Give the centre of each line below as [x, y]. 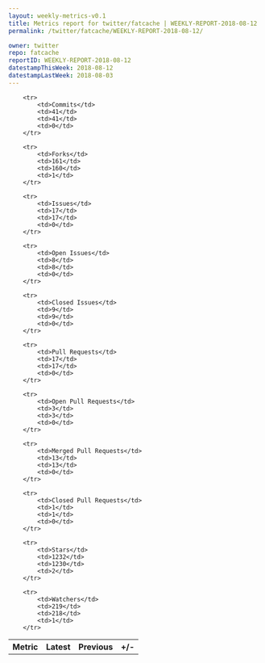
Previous [96, 647]
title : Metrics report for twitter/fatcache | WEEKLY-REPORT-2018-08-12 [133, 23]
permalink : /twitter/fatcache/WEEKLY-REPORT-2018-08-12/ [106, 31]
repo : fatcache [34, 53]
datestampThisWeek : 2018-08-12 [61, 68]
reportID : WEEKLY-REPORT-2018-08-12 [70, 61]
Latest [58, 647]
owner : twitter [34, 45]
